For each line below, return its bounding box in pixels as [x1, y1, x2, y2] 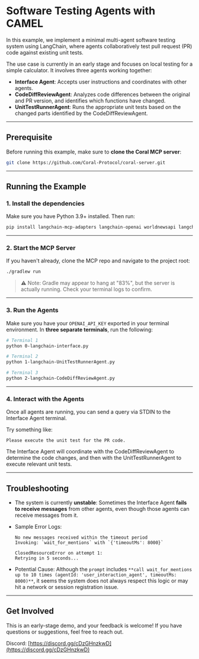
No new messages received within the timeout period [14, 535, 148, 540]
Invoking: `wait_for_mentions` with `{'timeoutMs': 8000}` [14, 540, 164, 546]
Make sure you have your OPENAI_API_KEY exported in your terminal [6, 319, 169, 327]
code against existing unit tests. [6, 49, 84, 56]
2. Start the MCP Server [6, 244, 76, 252]
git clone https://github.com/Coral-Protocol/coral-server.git [6, 159, 166, 165]
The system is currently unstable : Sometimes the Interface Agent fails [14, 499, 187, 506]
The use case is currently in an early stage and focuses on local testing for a [6, 60, 193, 68]
